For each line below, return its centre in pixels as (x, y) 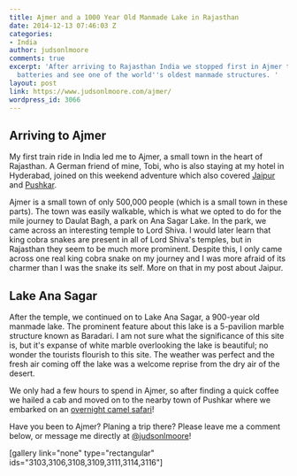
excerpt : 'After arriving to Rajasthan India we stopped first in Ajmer (146, 67)
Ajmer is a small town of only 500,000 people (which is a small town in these (148, 202)
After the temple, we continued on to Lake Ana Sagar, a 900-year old (135, 317)
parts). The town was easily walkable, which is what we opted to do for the (145, 211)
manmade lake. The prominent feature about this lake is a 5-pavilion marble (147, 326)
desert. (22, 373)
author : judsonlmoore (49, 50)
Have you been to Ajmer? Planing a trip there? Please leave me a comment (145, 426)
